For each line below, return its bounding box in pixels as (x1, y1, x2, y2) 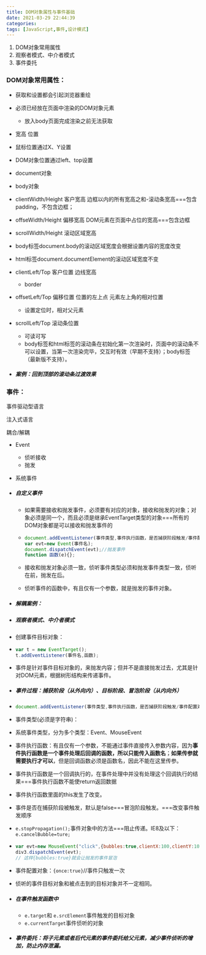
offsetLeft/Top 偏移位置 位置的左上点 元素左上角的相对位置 (15, 293, 164, 301)
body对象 (15, 182, 40, 190)
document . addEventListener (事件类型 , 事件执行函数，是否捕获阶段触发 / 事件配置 (15, 704, 197, 710)
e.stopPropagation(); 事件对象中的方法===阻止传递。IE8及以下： (15, 825, 181, 832)
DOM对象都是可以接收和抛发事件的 (24, 521, 113, 528)
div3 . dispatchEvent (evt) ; (15, 849, 82, 856)
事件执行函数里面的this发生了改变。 (15, 791, 105, 798)
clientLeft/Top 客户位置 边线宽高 (15, 268, 97, 276)
